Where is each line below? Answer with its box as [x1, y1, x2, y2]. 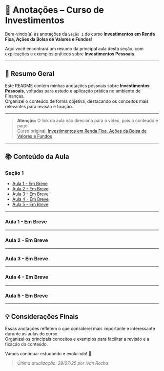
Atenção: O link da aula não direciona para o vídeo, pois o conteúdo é [17, 117, 159, 123]
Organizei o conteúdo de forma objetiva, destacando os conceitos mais [5, 98, 149, 104]
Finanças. [5, 93, 25, 99]
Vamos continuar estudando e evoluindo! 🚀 [5, 350, 92, 356]
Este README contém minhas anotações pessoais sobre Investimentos [5, 83, 150, 89]
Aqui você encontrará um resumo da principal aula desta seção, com [5, 46, 144, 51]
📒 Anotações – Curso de [5, 4, 104, 16]
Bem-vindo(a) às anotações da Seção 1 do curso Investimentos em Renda [5, 31, 155, 37]
